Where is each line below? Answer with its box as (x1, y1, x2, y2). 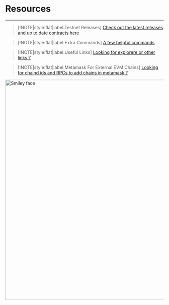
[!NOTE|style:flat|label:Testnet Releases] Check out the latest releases (17, 24, 163, 30)
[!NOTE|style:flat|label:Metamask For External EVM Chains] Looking (17, 64, 158, 70)
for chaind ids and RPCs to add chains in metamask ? (17, 69, 128, 75)
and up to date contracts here (17, 30, 79, 36)
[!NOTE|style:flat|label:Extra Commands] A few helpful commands (17, 39, 155, 45)
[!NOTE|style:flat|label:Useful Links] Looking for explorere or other (17, 49, 155, 55)
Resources (5, 3, 51, 15)
